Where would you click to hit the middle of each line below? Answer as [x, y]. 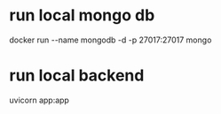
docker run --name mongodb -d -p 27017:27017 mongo [110, 40]
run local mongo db [82, 15]
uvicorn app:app [39, 100]
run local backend [77, 76]
